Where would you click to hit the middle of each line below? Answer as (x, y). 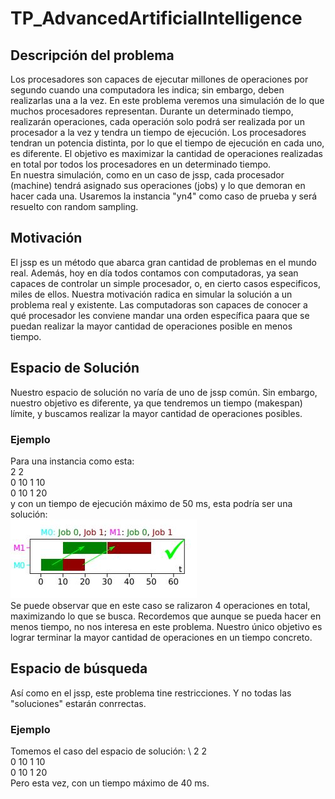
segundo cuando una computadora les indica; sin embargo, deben (147, 90)
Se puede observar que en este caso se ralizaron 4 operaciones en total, (160, 605)
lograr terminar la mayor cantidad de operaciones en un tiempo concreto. (161, 637)
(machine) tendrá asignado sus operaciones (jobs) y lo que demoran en (158, 185)
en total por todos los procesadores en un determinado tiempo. (141, 164)
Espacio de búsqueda (79, 668)
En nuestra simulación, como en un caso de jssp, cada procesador (147, 175)
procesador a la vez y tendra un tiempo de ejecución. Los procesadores (158, 132)
